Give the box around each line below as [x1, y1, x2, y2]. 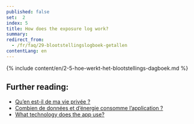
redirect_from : [6, 37, 44, 43]
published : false [6, 8, 50, 15]
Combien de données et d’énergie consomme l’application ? [14, 104, 163, 111]
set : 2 [6, 14, 26, 20]
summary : [6, 31, 28, 37]
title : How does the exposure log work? [6, 25, 109, 32]
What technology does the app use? [14, 111, 105, 118]
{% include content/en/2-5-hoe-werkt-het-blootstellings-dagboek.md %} [6, 64, 189, 72]
